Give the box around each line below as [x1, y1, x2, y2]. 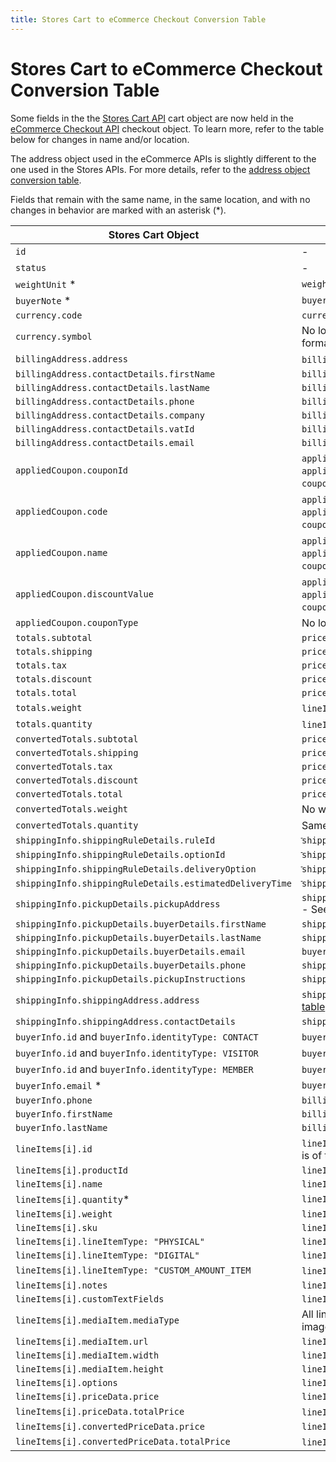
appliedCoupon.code [15, 506, 108, 517]
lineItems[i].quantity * [15, 1192, 130, 1206]
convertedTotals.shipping [15, 747, 139, 758]
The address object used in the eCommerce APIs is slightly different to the [10, 152, 317, 165]
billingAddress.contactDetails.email [15, 437, 195, 448]
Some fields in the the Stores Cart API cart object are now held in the [10, 112, 294, 124]
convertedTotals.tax [15, 761, 113, 772]
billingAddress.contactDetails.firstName [15, 368, 216, 380]
